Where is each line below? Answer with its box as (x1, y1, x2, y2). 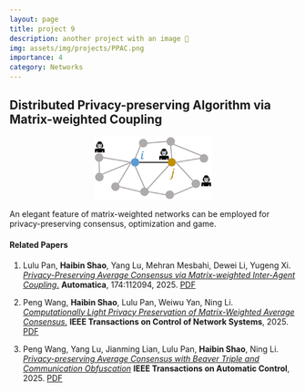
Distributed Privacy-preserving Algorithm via (9, 98, 271, 113)
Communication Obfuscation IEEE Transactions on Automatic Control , (22, 363, 290, 374)
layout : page (9, 15, 59, 24)
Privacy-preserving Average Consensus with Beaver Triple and (22, 353, 259, 364)
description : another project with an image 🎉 (9, 34, 189, 43)
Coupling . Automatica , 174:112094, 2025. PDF (22, 279, 196, 290)
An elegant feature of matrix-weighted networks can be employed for (9, 209, 270, 220)
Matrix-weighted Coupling (9, 112, 163, 128)
